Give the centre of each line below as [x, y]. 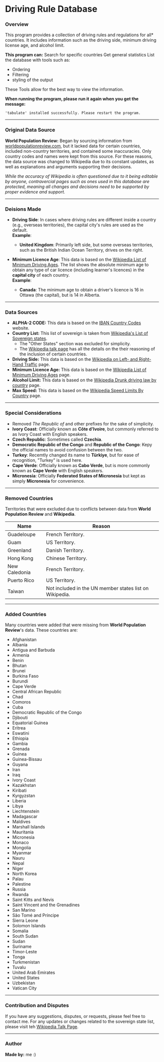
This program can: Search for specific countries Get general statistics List [80, 55]
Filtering [20, 75]
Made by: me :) [20, 1054]
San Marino [24, 910]
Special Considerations [33, 413]
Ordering [21, 70]
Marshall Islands [29, 827]
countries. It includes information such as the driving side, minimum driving [81, 40]
